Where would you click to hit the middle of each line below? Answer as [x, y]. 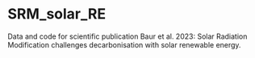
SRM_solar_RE [57, 14]
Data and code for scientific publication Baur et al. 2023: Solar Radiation [127, 36]
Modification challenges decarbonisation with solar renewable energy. [124, 44]
